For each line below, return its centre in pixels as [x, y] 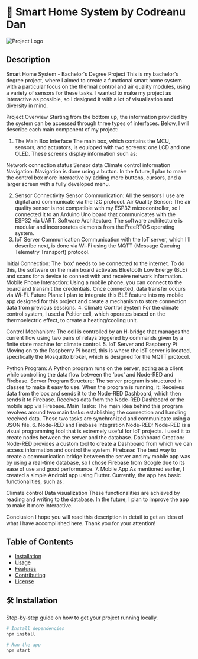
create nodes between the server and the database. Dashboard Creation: [95, 437]
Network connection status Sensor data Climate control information [88, 165]
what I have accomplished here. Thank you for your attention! [81, 523]
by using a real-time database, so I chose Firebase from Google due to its [95, 462]
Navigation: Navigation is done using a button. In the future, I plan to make [96, 171]
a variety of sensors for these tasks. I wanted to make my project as [89, 93]
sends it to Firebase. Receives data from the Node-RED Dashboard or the [95, 400]
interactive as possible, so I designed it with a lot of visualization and [90, 99]
